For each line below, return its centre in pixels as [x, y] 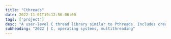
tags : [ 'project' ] [25, 19]
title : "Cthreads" [25, 10]
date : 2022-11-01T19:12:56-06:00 [41, 15]
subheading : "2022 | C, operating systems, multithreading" [70, 29]
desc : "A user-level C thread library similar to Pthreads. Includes [81, 24]
